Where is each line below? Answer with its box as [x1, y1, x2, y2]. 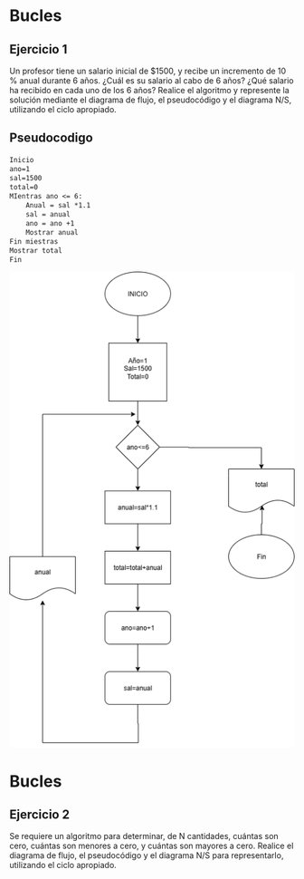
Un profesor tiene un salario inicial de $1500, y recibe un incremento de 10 [9, 65, 287, 76]
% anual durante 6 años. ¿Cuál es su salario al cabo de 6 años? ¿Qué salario [9, 75, 294, 86]
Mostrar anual [25, 227, 79, 237]
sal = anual [25, 209, 71, 218]
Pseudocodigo [9, 130, 93, 146]
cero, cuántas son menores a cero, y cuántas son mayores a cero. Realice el [9, 840, 294, 852]
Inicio [9, 155, 34, 164]
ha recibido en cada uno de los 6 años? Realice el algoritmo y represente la [9, 85, 290, 95]
